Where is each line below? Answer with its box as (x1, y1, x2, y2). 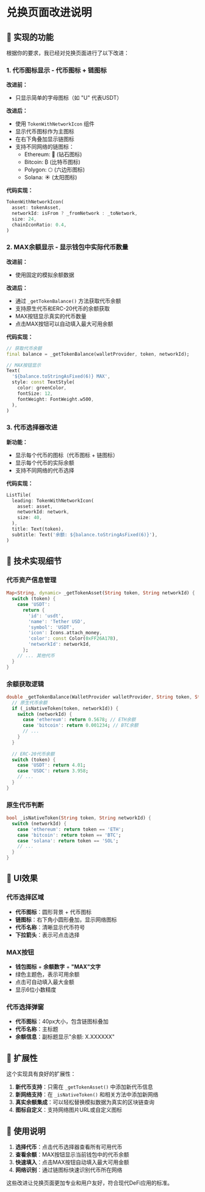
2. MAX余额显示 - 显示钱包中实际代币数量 (6, 243, 129, 252)
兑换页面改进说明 (6, 6, 93, 20)
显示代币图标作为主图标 (15, 128, 74, 135)
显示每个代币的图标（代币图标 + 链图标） (15, 451, 118, 459)
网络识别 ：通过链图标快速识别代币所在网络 (15, 1166, 123, 1173)
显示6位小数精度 (15, 986, 57, 994)
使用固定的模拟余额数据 (15, 271, 74, 279)
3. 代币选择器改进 (6, 423, 58, 432)
